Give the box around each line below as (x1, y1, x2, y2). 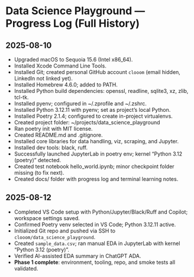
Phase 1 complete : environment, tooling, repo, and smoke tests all (14, 259, 176, 266)
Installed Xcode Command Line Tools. (14, 62, 107, 69)
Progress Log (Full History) (5, 17, 140, 30)
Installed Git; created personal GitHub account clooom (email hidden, (14, 69, 181, 75)
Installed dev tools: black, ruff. (14, 144, 88, 151)
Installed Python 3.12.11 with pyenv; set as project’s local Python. (14, 107, 171, 113)
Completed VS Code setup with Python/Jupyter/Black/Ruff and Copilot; (14, 208, 188, 215)
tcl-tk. (14, 94, 29, 101)
